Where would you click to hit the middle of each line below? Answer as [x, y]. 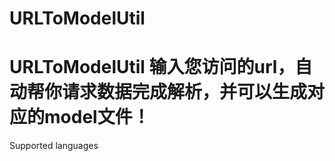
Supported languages [54, 146]
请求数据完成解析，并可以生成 [185, 92]
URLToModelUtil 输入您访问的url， [152, 67]
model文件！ [97, 117]
